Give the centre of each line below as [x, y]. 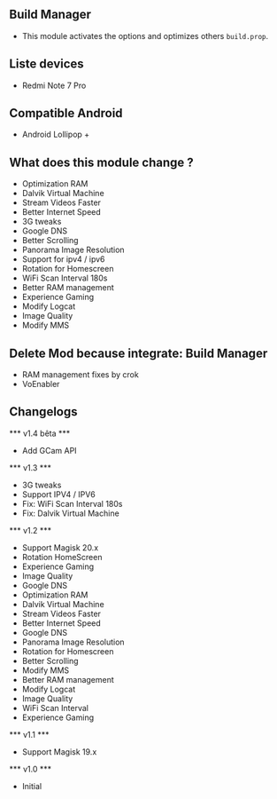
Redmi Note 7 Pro [54, 85]
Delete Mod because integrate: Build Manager [138, 353]
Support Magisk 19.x [59, 752]
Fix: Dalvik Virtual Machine [70, 513]
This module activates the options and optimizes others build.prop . [145, 36]
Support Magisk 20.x [60, 547]
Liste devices [46, 64]
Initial [32, 786]
